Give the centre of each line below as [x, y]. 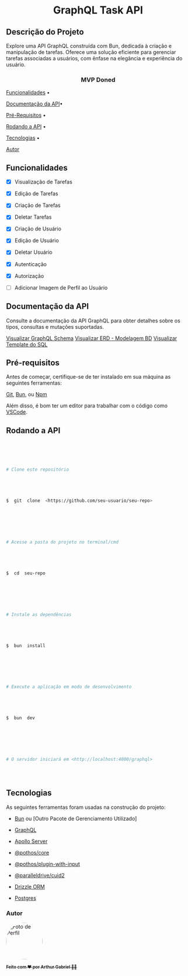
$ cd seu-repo [26, 573]
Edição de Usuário [37, 240]
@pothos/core [32, 852]
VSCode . [17, 412]
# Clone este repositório [37, 470]
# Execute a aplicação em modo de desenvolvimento [69, 687]
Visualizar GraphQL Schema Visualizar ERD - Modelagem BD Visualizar [92, 338]
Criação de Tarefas [37, 205]
